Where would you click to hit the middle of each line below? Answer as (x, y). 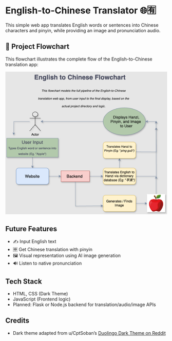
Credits (17, 321)
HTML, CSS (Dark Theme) (40, 293)
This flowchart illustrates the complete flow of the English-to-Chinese (79, 59)
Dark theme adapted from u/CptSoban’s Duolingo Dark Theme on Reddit (89, 333)
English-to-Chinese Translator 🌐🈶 (81, 11)
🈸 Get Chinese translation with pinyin (53, 250)
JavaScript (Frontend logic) (42, 299)
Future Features (31, 229)
